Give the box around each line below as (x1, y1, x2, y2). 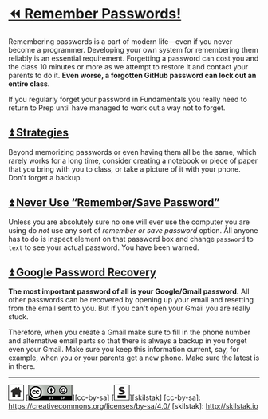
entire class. (8, 79, 50, 89)
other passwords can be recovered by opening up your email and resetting (8, 295, 254, 305)
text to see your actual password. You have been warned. (8, 243, 199, 252)
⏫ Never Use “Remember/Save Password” (8, 196, 220, 210)
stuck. (8, 312, 29, 322)
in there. (8, 362, 36, 371)
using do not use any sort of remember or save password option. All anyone (8, 225, 258, 235)
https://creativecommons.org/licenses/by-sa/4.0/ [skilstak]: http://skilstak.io (8, 401, 259, 411)
